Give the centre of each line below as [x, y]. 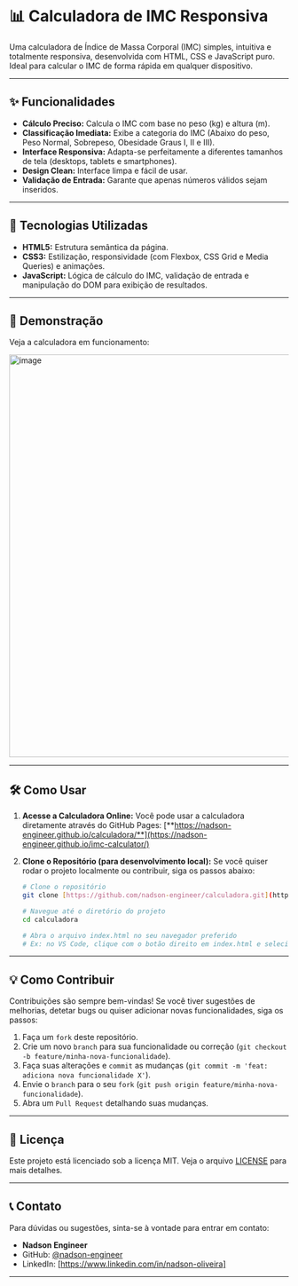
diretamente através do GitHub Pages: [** [98, 825]
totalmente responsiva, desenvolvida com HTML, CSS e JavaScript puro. [142, 56]
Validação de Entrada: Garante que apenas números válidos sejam [145, 180]
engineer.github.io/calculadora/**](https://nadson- [114, 835]
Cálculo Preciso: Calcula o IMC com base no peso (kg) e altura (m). [146, 123]
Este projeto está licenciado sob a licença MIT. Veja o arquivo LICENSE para [148, 1161]
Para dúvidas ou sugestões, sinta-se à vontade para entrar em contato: [139, 1227]
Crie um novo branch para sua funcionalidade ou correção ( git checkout [154, 1046]
